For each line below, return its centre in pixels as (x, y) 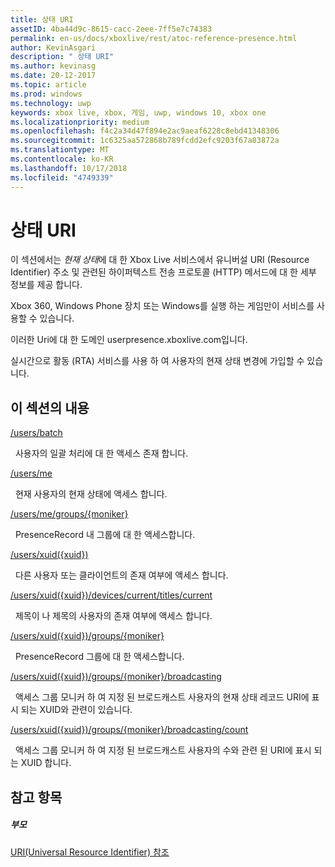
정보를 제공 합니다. (46, 285)
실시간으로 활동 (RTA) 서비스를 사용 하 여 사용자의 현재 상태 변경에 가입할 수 (157, 361)
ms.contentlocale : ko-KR (62, 159)
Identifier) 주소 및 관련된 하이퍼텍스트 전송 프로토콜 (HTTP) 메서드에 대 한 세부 (163, 272)
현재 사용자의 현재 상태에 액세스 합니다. (91, 494)
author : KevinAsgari (53, 47)
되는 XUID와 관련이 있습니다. (76, 710)
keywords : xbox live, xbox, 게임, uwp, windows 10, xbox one (138, 112)
